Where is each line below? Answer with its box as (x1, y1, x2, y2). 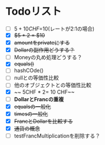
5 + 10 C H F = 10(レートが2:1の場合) (13, 25, 95, 32)
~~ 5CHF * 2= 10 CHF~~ (13, 88, 74, 95)
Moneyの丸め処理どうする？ (13, 54, 83, 61)
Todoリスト (5, 5, 62, 18)
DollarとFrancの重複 (13, 95, 64, 102)
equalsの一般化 (13, 103, 51, 110)
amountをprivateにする (13, 39, 70, 46)
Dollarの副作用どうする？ (13, 47, 75, 54)
